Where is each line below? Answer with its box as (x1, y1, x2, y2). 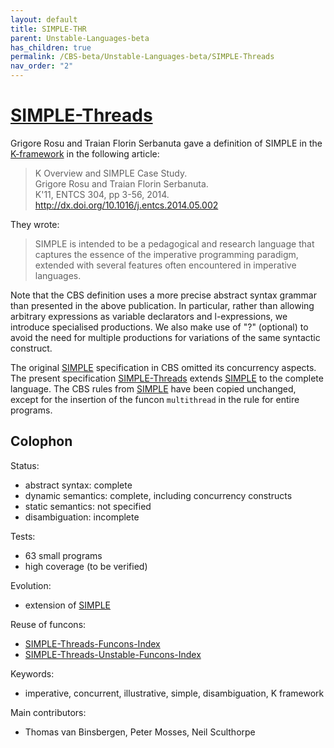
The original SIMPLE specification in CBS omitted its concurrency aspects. (10, 361, 317, 373)
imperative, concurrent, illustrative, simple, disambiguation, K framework (24, 687, 325, 699)
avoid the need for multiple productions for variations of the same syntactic (10, 331, 321, 343)
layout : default (10, 14, 78, 25)
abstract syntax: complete (24, 479, 133, 491)
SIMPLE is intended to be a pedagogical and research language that (34, 237, 315, 250)
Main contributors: (10, 706, 87, 718)
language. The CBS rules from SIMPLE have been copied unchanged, (10, 382, 297, 395)
